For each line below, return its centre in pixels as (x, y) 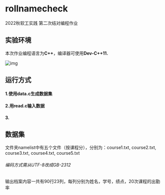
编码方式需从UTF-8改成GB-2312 (38, 165)
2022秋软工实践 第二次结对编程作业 (42, 23)
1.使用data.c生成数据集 (29, 94)
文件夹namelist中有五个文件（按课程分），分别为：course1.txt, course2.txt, (81, 147)
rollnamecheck (37, 9)
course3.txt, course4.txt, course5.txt (43, 153)
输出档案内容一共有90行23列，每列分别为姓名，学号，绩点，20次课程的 (79, 181)
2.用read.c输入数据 (25, 106)
